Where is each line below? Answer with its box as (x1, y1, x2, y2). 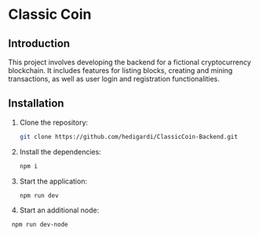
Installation (8, 96, 64, 111)
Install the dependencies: (19, 147, 102, 156)
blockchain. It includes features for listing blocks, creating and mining (8, 66, 233, 75)
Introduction (8, 37, 71, 50)
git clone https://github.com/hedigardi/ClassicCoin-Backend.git (19, 133, 238, 140)
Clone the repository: (19, 118, 89, 127)
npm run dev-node (11, 221, 68, 229)
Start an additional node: (19, 205, 100, 215)
